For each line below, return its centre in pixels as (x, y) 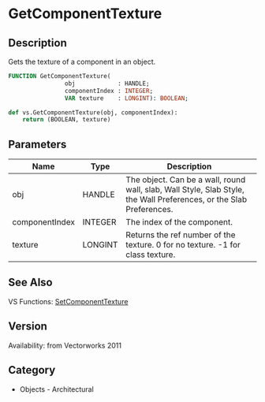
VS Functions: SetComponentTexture (68, 301)
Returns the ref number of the (181, 235)
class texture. (151, 255)
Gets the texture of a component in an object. (82, 61)
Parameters (37, 144)
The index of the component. (179, 222)
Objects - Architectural (57, 389)
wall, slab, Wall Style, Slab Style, (185, 190)
